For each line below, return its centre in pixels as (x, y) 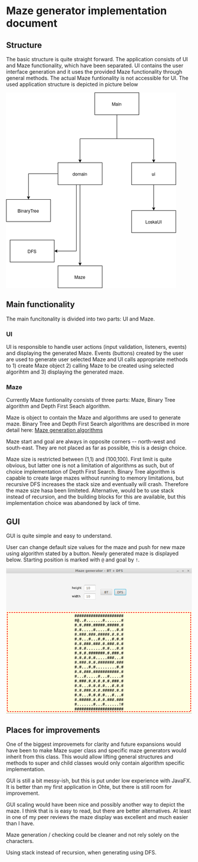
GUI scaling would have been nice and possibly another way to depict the (95, 805)
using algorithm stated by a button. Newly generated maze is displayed (92, 554)
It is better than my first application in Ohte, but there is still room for (89, 787)
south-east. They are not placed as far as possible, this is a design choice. (96, 448)
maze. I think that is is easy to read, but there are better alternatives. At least (99, 811)
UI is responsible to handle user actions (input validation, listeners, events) (96, 347)
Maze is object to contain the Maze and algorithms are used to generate (93, 418)
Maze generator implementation (86, 11)
